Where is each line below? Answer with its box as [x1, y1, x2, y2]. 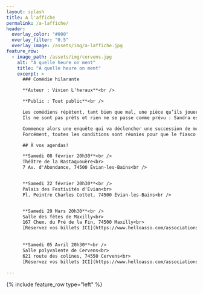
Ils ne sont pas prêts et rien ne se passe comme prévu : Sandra [22, 114, 190, 121]
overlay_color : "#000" [11, 31, 69, 38]
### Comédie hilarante [22, 76, 80, 82]
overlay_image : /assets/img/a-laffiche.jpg [11, 43, 123, 49]
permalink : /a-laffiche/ [6, 20, 69, 26]
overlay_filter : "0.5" [11, 37, 69, 43]
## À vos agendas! [22, 142, 69, 148]
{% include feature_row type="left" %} [6, 281, 103, 288]
